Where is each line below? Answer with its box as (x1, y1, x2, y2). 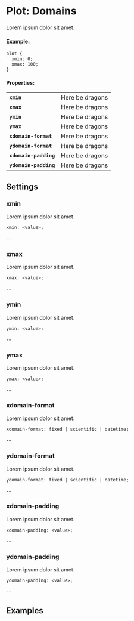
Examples (6, 605, 43, 616)
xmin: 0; (11, 56, 33, 62)
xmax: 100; (11, 61, 39, 67)
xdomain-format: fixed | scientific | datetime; (6, 427, 129, 432)
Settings (6, 181, 39, 191)
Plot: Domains (6, 4, 77, 18)
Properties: (6, 79, 35, 86)
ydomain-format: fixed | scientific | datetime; (6, 477, 129, 483)
